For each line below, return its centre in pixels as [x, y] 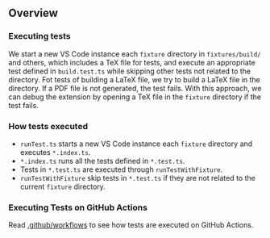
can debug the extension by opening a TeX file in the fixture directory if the [135, 97]
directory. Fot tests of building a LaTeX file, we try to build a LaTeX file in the [134, 79]
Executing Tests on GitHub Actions [78, 207]
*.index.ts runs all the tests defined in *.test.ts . [102, 161]
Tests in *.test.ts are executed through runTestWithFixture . [121, 169]
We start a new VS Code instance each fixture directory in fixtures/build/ [135, 54]
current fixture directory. [63, 186]
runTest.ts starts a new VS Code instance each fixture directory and [136, 144]
